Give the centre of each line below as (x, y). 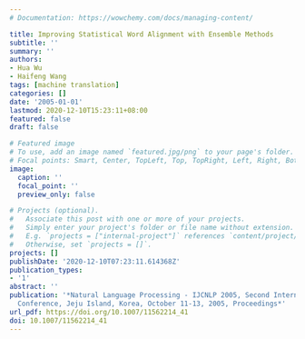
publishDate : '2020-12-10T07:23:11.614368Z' (95, 261)
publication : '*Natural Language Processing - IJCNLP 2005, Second (140, 295)
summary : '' (32, 51)
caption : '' (40, 177)
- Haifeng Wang (38, 77)
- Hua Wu (26, 68)
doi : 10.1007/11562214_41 (58, 320)
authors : (26, 60)
